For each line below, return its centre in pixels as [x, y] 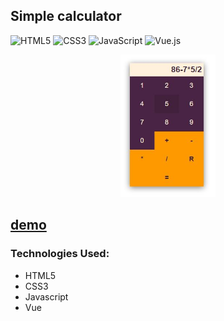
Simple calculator [66, 16]
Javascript [46, 296]
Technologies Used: [60, 254]
